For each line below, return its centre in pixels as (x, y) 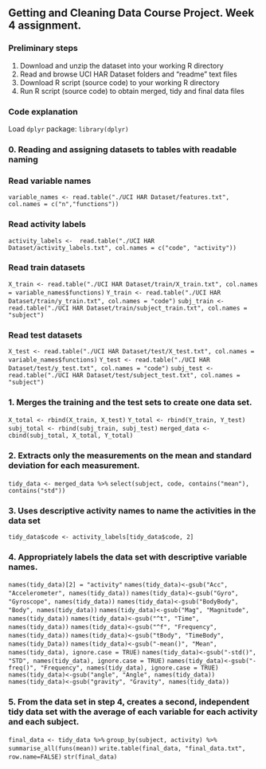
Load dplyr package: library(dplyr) (68, 129)
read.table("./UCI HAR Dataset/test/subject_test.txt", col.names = (124, 376)
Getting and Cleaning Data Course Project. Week (131, 13)
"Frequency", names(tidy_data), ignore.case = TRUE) (129, 668)
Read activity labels (47, 224)
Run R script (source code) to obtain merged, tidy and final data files (132, 91)
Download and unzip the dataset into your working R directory (122, 65)
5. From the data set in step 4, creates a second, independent (129, 702)
